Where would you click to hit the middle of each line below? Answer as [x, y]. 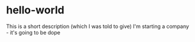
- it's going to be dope [33, 32]
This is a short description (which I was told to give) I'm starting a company [97, 26]
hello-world [35, 10]
